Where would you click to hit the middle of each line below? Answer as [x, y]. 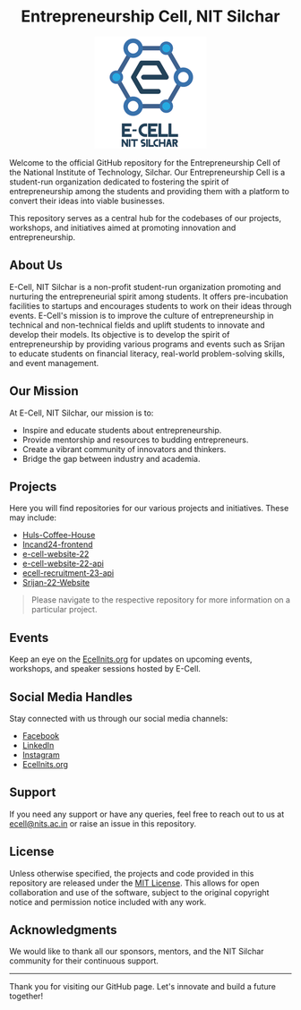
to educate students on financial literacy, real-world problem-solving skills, [147, 353]
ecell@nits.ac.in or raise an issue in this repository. [103, 823]
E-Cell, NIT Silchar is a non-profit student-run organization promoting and [145, 287]
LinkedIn [38, 745]
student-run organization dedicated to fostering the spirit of [120, 182]
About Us [36, 265]
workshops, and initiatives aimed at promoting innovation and [123, 227]
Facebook [41, 736]
